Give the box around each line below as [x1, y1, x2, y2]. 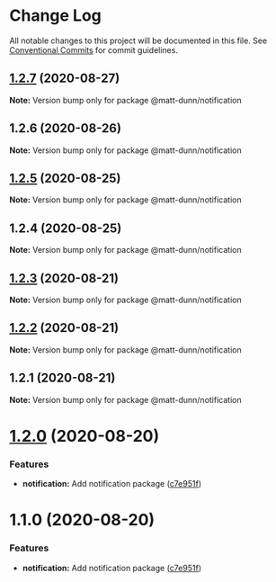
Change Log [9, 5, 102, 26]
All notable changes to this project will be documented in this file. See [9, 35, 268, 46]
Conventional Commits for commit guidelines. [9, 44, 178, 55]
